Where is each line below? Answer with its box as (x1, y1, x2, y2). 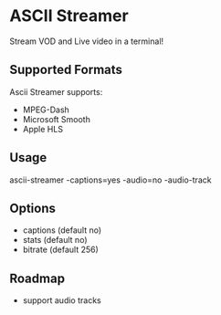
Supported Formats (9, 62, 123, 78)
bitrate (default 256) (22, 244, 99, 256)
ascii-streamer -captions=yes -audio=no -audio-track (9, 174, 212, 185)
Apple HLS (22, 123, 64, 134)
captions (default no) (22, 225, 102, 236)
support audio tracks (22, 295, 102, 306)
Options (9, 200, 57, 215)
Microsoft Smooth (22, 113, 91, 124)
